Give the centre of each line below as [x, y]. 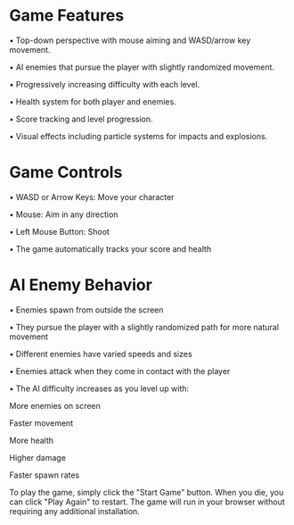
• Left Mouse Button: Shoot [59, 231]
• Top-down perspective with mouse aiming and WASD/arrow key [130, 40]
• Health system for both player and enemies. [93, 101]
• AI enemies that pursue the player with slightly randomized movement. [142, 67]
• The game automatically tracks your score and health [110, 249]
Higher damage [38, 457]
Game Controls [66, 173]
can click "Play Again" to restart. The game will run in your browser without [147, 502]
